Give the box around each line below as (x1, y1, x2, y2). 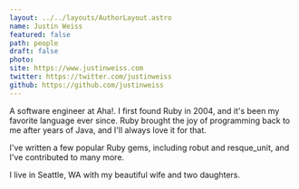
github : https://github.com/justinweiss (9, 80, 165, 90)
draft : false (9, 47, 59, 56)
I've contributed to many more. (9, 151, 125, 163)
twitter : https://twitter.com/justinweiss (9, 72, 172, 81)
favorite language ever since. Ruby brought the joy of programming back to (9, 115, 291, 126)
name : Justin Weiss (9, 22, 83, 31)
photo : (9, 55, 34, 64)
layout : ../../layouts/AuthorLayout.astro (9, 13, 172, 23)
